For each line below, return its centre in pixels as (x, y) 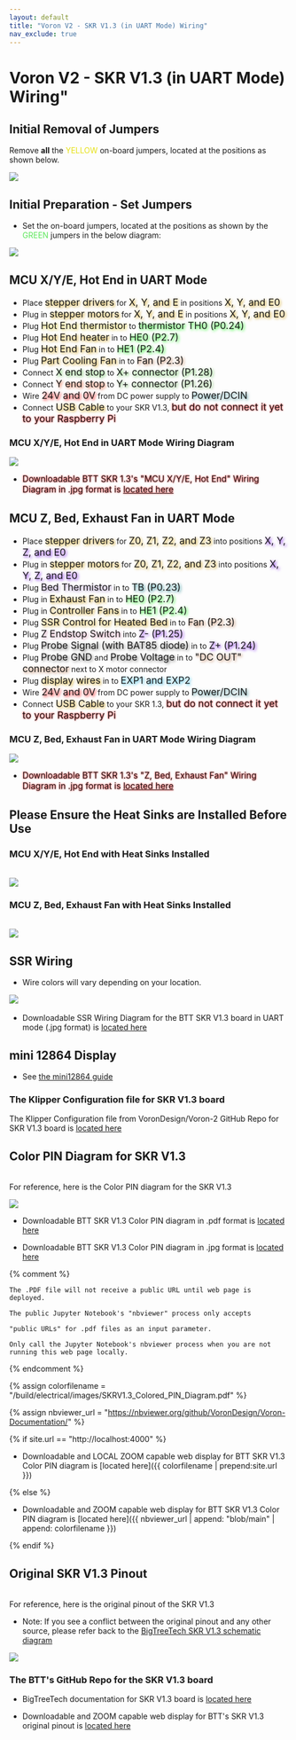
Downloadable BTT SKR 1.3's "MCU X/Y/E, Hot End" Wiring (140, 479)
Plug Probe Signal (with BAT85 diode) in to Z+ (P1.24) (139, 646)
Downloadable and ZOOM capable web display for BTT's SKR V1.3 (143, 1716)
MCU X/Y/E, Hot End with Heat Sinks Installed (109, 854)
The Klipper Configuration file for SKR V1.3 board (117, 1099)
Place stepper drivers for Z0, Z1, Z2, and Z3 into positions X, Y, (154, 541)
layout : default (39, 17)
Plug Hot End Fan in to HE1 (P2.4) (93, 349)
